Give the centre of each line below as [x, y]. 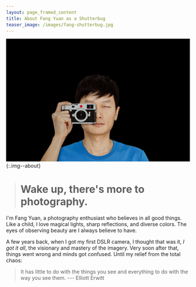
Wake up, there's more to [82, 189]
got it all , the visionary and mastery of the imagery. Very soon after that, [92, 248]
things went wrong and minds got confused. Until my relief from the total [93, 254]
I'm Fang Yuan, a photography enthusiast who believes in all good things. [94, 218]
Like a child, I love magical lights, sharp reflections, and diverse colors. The [96, 224]
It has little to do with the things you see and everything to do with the [104, 271]
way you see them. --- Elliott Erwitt [62, 278]
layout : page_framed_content [41, 12]
